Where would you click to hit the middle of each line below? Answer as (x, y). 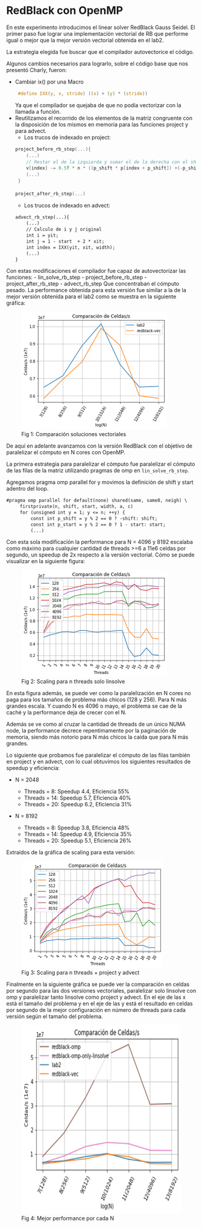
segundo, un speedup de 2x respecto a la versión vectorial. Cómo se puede (100, 555)
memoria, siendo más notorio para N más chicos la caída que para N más (97, 737)
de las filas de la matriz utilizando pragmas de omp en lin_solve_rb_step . (98, 470)
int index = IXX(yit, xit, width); (71, 247)
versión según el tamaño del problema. (55, 1016)
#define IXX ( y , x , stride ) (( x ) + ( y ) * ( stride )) (83, 93)
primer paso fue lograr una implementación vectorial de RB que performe (97, 33)
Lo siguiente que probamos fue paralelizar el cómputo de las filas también (98, 755)
